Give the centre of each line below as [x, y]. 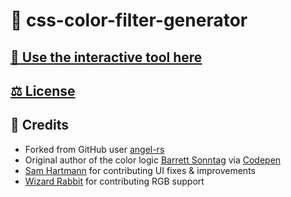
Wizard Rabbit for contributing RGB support [114, 181]
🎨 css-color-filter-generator [129, 20]
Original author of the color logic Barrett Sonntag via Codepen [153, 160]
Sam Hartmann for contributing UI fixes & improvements [140, 170]
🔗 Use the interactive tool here [106, 57]
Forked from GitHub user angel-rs [94, 149]
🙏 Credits [40, 125]
